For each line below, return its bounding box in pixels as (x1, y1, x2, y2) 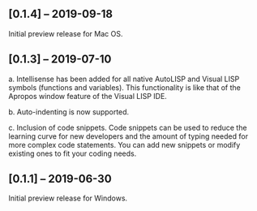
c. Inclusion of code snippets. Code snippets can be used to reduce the (8, 123, 247, 132)
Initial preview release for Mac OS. (8, 28, 123, 38)
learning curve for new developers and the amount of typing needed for (8, 131, 249, 141)
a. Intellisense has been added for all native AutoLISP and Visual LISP (8, 74, 240, 84)
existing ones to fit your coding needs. (8, 149, 137, 158)
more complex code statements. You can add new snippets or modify (8, 140, 241, 149)
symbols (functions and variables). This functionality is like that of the (8, 82, 242, 93)
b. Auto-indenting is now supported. (8, 106, 130, 117)
